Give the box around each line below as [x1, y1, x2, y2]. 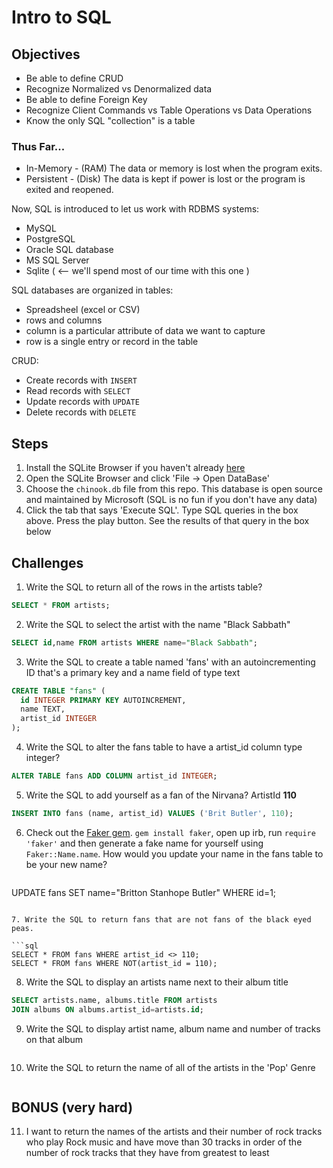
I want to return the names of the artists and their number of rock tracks [25, 1126, 323, 1138]
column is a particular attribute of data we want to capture [25, 325, 266, 337]
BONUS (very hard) [11, 1099, 134, 1116]
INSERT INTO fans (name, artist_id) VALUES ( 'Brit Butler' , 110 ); [11, 808, 294, 818]
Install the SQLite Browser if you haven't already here [25, 462, 246, 474]
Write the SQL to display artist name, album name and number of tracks [25, 1022, 321, 1035]
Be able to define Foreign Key [25, 94, 148, 105]
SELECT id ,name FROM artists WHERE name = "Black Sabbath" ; [11, 637, 258, 648]
